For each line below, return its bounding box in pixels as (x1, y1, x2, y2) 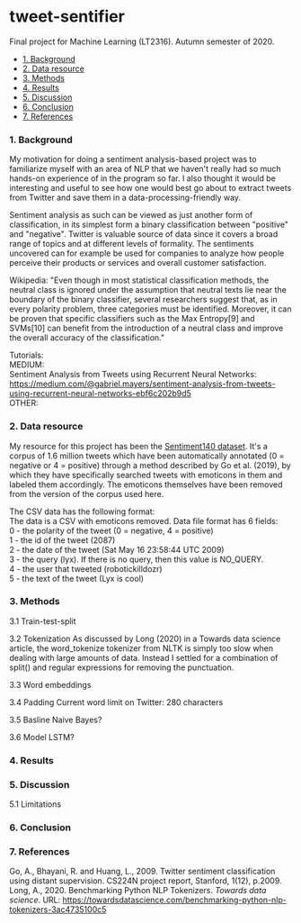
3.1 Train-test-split (9, 615, 76, 627)
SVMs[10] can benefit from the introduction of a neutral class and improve (9, 322, 284, 334)
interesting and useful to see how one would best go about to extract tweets (9, 183, 292, 194)
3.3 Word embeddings (9, 679, 92, 690)
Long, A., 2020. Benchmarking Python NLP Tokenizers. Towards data (9, 885, 267, 896)
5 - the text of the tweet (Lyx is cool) (9, 573, 145, 584)
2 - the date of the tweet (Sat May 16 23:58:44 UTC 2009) (9, 544, 225, 555)
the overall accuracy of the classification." (9, 332, 164, 343)
